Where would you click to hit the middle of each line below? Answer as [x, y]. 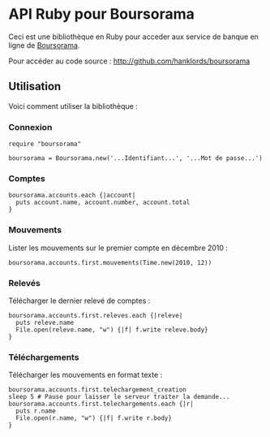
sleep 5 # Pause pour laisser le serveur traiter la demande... [119, 397]
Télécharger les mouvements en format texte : [86, 375]
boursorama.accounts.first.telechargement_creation [97, 390]
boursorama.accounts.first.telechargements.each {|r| [101, 404]
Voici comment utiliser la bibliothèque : [73, 106]
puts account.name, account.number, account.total [103, 203]
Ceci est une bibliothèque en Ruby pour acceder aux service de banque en [134, 37]
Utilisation [35, 87]
